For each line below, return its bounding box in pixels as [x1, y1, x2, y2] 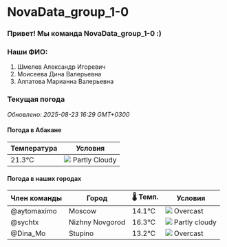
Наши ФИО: [7, 47, 48, 57]
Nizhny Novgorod [68, 217, 126, 227]
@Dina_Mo [10, 228, 46, 238]
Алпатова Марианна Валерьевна [17, 77, 114, 86]
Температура [10, 143, 58, 153]
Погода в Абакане [7, 126, 62, 134]
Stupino [68, 228, 94, 238]
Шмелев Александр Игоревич [17, 63, 106, 71]
